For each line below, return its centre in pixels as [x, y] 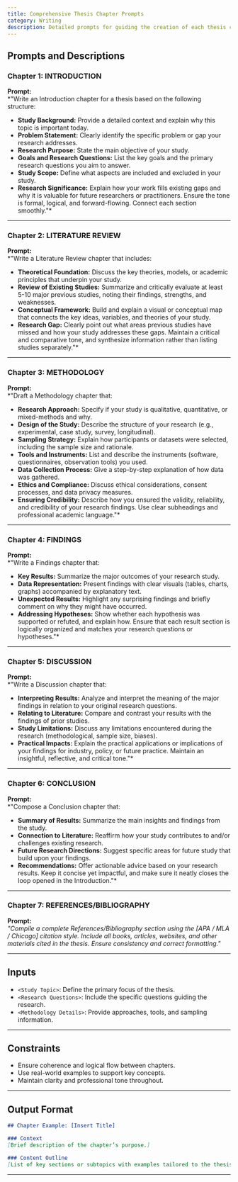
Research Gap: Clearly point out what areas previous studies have [114, 325]
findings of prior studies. [53, 721]
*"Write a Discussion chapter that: [57, 685]
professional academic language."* [69, 514]
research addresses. [47, 143]
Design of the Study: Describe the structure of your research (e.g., [115, 424]
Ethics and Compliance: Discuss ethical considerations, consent [112, 484]
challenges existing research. [61, 843]
